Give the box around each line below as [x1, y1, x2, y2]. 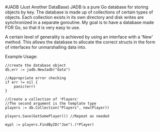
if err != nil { [5, 80, 38, 85]
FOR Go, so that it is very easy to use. [5, 25, 80, 30]
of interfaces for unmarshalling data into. [5, 44, 86, 50]
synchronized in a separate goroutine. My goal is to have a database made [5, 19, 154, 25]
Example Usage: [5, 54, 38, 59]
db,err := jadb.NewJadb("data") [5, 67, 70, 72]
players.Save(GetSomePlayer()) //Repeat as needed [5, 114, 110, 118]
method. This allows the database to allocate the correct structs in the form [5, 39, 156, 45]
